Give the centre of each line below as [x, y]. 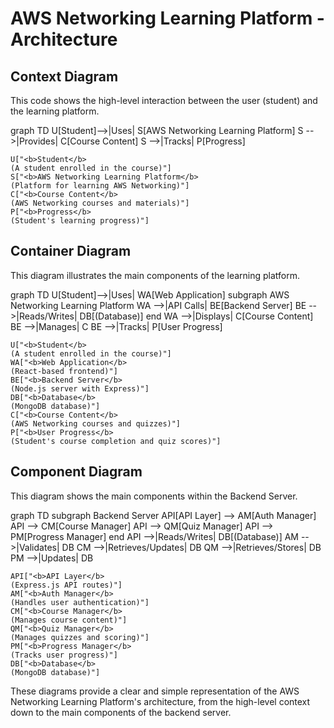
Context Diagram [64, 76]
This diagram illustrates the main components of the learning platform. [155, 275]
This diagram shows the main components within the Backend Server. [154, 496]
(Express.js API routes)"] [66, 585]
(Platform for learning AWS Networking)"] [100, 186]
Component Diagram [76, 472]
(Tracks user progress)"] [64, 655]
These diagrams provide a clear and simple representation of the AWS [155, 691]
